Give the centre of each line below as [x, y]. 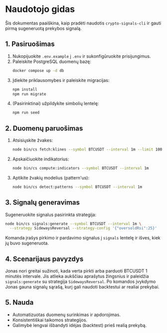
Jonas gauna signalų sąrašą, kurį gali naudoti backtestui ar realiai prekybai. [82, 287]
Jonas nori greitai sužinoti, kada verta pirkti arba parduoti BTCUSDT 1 [76, 271]
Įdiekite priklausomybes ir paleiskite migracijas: [61, 80]
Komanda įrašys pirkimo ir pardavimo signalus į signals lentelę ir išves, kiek [83, 238]
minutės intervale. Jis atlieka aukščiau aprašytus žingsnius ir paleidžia [77, 276]
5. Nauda [19, 303]
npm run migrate [29, 94]
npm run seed [26, 113]
